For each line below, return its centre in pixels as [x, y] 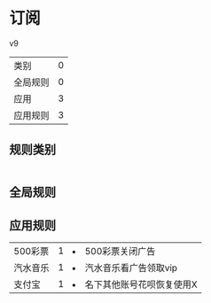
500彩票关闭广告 [120, 251]
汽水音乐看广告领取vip [131, 268]
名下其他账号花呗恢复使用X [141, 284]
